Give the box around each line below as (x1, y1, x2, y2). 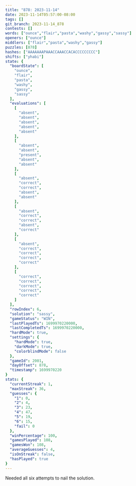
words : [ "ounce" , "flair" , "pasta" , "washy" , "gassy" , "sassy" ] (5, 31, 132, 36)
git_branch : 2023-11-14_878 (5, 21, 64, 27)
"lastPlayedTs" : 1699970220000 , (10, 320, 78, 326)
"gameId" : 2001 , (10, 358, 44, 363)
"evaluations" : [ (10, 101, 46, 106)
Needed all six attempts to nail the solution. (5, 475, 95, 481)
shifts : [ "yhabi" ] (5, 54, 44, 59)
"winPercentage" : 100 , (10, 433, 57, 438)
